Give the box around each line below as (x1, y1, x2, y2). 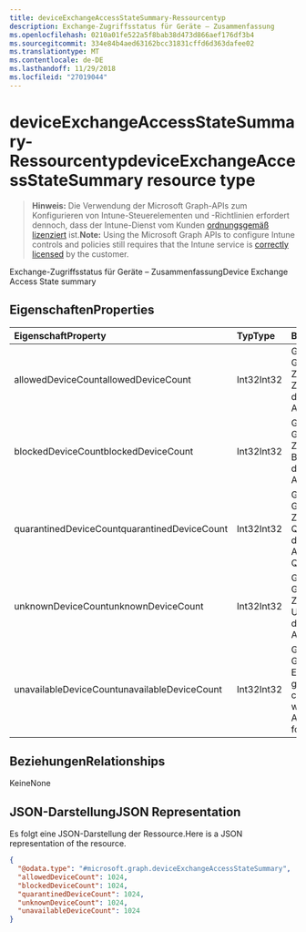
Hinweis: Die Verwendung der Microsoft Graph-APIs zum (31, 200, 248, 210)
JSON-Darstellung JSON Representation (9, 804, 241, 820)
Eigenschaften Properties (9, 302, 155, 318)
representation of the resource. (9, 838, 127, 849)
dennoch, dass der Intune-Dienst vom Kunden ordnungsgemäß (31, 220, 270, 230)
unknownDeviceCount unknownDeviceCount (14, 599, 204, 612)
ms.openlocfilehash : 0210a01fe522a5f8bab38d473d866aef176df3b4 (9, 30, 255, 39)
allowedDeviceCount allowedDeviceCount (14, 373, 191, 385)
